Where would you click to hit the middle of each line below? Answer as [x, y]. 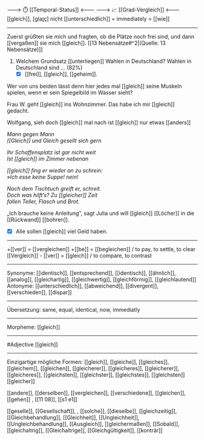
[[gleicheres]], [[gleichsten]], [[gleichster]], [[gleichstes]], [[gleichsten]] [96, 375]
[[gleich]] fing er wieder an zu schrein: [55, 171]
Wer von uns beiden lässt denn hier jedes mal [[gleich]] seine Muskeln [94, 86]
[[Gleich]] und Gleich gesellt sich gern [54, 141]
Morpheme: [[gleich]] [34, 327]
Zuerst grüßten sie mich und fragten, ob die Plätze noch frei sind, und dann [101, 37]
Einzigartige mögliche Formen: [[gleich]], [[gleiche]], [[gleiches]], [88, 362]
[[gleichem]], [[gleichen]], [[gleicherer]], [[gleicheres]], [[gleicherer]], [93, 369]
